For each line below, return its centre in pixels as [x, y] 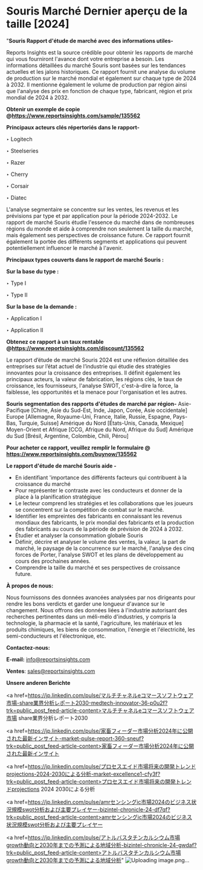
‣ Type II [17, 295]
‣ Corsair [18, 186]
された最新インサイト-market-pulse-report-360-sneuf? [75, 738]
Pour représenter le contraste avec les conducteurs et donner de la [98, 490]
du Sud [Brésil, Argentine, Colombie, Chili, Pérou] [67, 436]
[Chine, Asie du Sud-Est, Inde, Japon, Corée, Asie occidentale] [109, 410]
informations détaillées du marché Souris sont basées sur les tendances [96, 65]
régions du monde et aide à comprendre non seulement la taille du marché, [100, 229]
